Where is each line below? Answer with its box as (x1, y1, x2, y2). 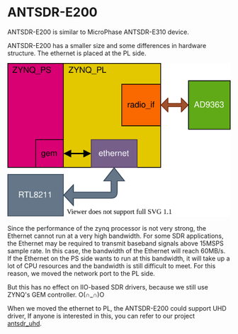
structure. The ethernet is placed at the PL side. (7, 49, 147, 57)
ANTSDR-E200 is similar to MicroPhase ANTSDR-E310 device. (7, 28, 189, 36)
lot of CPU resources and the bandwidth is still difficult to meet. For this (7, 262, 216, 270)
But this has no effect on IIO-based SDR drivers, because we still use (7, 283, 209, 292)
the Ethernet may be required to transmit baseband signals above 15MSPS (7, 239, 225, 248)
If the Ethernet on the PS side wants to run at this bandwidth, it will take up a (7, 254, 230, 263)
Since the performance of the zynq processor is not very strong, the (7, 224, 207, 233)
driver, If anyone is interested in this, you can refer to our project (7, 312, 195, 321)
